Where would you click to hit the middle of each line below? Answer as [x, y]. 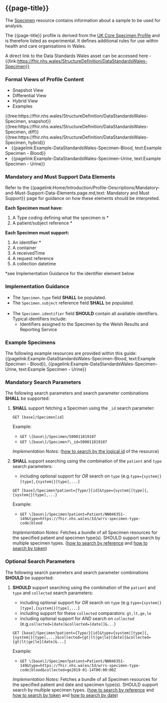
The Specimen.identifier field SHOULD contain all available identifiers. [85, 313]
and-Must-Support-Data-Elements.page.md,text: [55, 193]
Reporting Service [38, 329]
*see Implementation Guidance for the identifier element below [70, 274]
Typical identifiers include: [39, 319]
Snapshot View [28, 90]
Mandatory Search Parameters [43, 382]
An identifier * [27, 243]
